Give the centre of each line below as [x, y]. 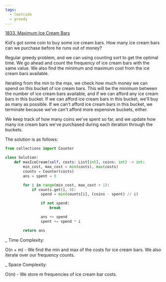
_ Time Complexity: [25, 240]
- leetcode [21, 14]
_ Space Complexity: [26, 265]
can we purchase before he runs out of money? [54, 48]
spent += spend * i [60, 221]
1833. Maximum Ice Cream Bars [38, 33]
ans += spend [54, 217]
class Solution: [22, 158]
